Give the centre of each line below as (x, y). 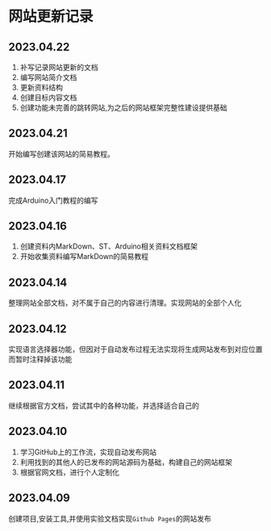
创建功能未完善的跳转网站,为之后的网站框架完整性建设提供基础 (123, 107)
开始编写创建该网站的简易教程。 (61, 153)
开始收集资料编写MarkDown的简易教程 (84, 257)
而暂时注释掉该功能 (40, 359)
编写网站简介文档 (48, 77)
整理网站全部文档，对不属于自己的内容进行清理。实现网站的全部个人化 (125, 303)
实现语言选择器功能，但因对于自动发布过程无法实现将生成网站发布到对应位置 (135, 349)
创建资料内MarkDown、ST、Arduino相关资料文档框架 (109, 246)
